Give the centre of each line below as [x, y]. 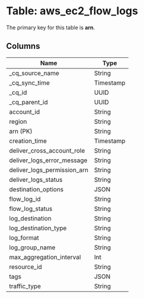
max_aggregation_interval [45, 257]
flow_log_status [31, 209]
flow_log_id [25, 199]
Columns [23, 46]
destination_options [36, 189]
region [18, 122]
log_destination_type [38, 228]
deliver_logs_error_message [48, 160]
